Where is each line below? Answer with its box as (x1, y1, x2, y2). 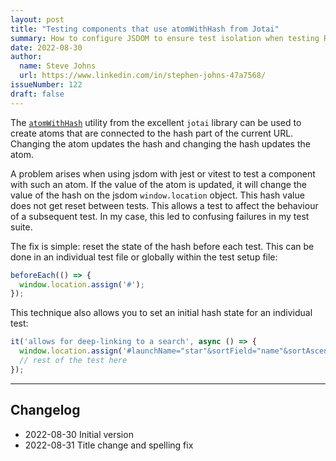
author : (10, 52, 43, 62)
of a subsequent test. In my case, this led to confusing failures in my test (10, 210, 310, 222)
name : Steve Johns (19, 61, 97, 71)
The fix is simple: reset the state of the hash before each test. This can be (10, 240, 315, 252)
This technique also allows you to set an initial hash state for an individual (10, 307, 313, 319)
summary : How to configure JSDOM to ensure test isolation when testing (10, 33, 320, 43)
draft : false (10, 89, 65, 99)
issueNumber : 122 (10, 80, 83, 90)
